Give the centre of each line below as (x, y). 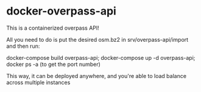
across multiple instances (38, 82)
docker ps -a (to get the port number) (53, 64)
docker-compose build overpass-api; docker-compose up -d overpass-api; (101, 57)
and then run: (23, 46)
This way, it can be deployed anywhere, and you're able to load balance (97, 76)
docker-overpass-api (62, 11)
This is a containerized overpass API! (53, 28)
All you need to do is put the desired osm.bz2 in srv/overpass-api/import (97, 39)
